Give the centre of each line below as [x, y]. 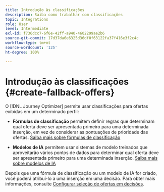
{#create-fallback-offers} [60, 92]
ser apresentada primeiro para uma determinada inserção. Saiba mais [85, 158]
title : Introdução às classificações [45, 10]
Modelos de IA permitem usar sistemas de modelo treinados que [80, 148]
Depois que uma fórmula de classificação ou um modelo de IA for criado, [81, 173]
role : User [17, 24]
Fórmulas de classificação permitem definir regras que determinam [84, 121]
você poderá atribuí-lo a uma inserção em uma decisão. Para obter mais [80, 179]
